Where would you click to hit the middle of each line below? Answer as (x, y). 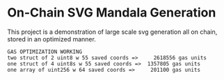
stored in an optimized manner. (51, 39)
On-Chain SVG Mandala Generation (112, 13)
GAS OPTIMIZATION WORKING (45, 52)
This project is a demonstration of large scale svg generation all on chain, (112, 32)
